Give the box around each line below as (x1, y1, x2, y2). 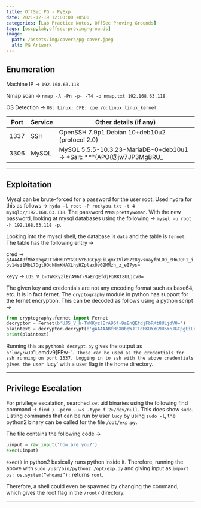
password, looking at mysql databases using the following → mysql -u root (6, 214, 192, 222)
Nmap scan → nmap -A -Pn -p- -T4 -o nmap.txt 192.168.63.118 (6, 92, 166, 99)
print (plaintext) (6, 332, 50, 338)
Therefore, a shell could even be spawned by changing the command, (6, 482, 179, 489)
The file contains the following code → (6, 430, 101, 437)
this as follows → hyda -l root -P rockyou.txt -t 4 (6, 202, 136, 209)
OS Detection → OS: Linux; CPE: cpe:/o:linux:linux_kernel (6, 103, 157, 111)
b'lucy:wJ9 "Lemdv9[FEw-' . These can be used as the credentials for (6, 349, 185, 356)
